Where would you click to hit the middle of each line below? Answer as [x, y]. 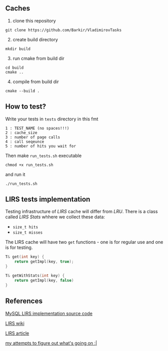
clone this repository [34, 20]
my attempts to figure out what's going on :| [51, 343]
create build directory [35, 39]
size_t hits [25, 227]
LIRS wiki [15, 323]
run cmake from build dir [38, 58]
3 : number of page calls [33, 137]
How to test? [26, 107]
